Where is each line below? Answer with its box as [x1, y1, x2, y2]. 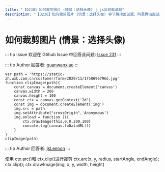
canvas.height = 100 [14, 93, 56, 98]
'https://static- [29, 72, 65, 77]
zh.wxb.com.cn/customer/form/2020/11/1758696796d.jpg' [5, 76, 120, 81]
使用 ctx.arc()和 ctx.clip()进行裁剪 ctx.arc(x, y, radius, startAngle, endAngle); [5, 156, 160, 162]
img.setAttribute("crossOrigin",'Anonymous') [14, 111, 109, 115]
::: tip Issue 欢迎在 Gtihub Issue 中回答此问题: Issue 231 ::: [5, 52, 121, 57]
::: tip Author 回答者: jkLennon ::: [5, 145, 70, 151]
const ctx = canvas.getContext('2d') [14, 98, 91, 103]
